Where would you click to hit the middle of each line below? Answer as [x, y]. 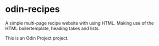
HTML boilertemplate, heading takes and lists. [52, 28]
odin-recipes [32, 9]
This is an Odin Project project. [37, 38]
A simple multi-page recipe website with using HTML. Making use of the [79, 23]
